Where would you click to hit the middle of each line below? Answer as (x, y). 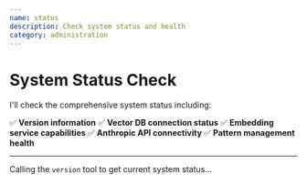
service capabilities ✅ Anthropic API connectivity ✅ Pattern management (152, 133)
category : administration (58, 35)
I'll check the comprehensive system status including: (111, 105)
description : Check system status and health (97, 26)
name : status (34, 18)
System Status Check (93, 80)
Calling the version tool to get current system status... (111, 169)
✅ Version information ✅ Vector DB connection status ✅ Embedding (142, 123)
